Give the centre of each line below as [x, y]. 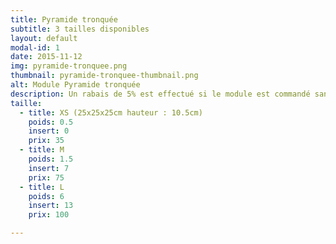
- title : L [42, 187]
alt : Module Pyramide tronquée [75, 85]
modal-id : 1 [35, 47]
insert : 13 [51, 206]
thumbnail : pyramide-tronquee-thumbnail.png [104, 76]
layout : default [44, 38]
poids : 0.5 [51, 122]
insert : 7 [49, 168]
